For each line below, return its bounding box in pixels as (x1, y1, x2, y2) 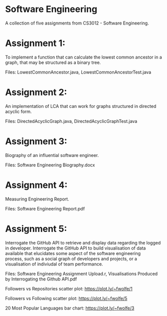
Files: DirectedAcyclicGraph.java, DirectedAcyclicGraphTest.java (5, 118, 138, 124)
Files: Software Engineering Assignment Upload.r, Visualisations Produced (5, 270, 158, 276)
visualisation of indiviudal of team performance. (5, 261, 103, 267)
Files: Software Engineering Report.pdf (5, 205, 85, 211)
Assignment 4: (5, 179, 68, 190)
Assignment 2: (5, 86, 67, 98)
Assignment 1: (5, 37, 66, 49)
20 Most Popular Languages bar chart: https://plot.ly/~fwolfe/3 (5, 305, 135, 311)
